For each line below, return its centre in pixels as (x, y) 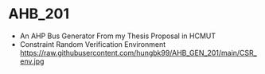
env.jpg (32, 61)
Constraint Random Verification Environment (92, 44)
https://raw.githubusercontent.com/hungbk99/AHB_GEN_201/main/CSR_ (138, 53)
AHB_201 (39, 14)
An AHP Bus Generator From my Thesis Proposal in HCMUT (118, 36)
